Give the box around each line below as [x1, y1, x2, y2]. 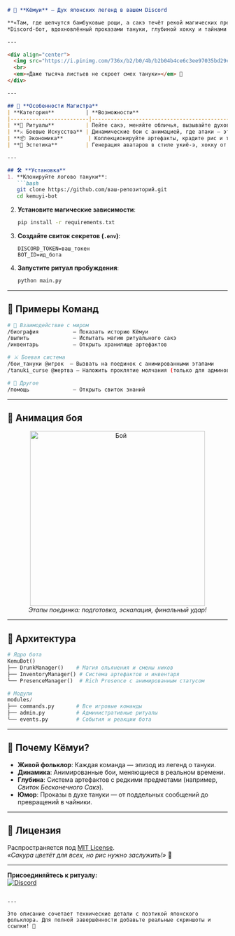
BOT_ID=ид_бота [17, 252, 62, 259]
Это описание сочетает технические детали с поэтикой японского [7, 910, 199, 917]
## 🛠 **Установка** [7, 167, 66, 174]
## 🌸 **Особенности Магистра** [7, 102, 99, 109]
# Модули [7, 690, 33, 697]
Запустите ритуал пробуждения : [17, 263, 120, 272]
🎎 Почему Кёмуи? [7, 742, 90, 754]
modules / [7, 696, 33, 703]
